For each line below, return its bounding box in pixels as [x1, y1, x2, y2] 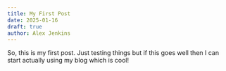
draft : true [7, 23, 42, 30]
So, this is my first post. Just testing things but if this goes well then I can [7, 49, 220, 57]
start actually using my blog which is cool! [7, 56, 130, 65]
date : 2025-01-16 [7, 17, 58, 24]
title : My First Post [7, 10, 71, 17]
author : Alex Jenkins [7, 29, 71, 37]
